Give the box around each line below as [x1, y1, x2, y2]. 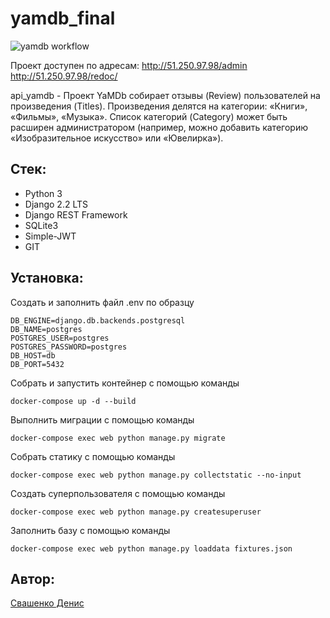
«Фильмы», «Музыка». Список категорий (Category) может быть [10, 110, 288, 122]
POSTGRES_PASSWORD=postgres [10, 342, 128, 352]
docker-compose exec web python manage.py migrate [10, 433, 226, 443]
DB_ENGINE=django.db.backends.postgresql [10, 315, 186, 326]
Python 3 [24, 187, 63, 199]
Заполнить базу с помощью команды [10, 524, 171, 536]
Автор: [10, 570, 56, 587]
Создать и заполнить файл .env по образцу [10, 296, 195, 308]
